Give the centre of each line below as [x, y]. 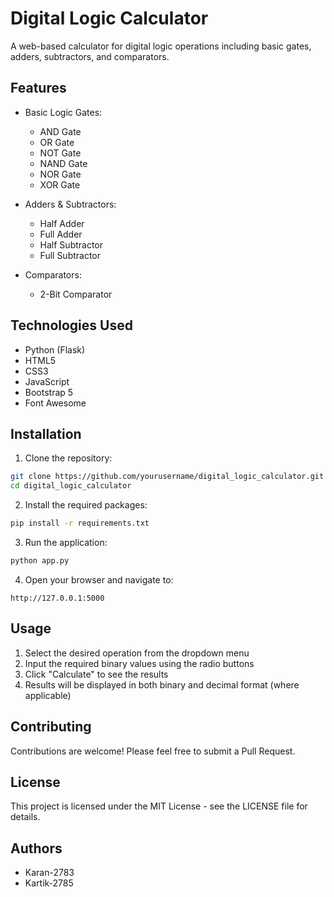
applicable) [48, 695]
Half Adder [62, 223]
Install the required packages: [86, 505]
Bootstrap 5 [49, 392]
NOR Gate [60, 174]
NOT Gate [60, 153]
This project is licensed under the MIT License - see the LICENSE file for [159, 806]
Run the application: [66, 542]
